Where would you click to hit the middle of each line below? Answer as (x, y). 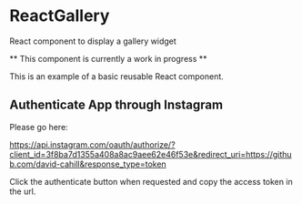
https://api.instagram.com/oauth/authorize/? (92, 144)
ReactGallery (60, 16)
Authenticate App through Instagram (116, 105)
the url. (23, 191)
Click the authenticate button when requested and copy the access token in (151, 181)
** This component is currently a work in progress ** (108, 58)
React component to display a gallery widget (93, 41)
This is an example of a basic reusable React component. (117, 76)
